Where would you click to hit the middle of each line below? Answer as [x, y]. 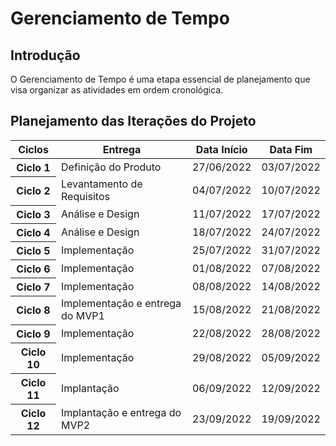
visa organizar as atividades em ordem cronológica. [117, 90]
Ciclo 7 [33, 287]
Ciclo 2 [33, 191]
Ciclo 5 [33, 250]
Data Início [221, 149]
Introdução [45, 55]
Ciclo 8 [33, 310]
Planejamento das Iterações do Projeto [133, 121]
